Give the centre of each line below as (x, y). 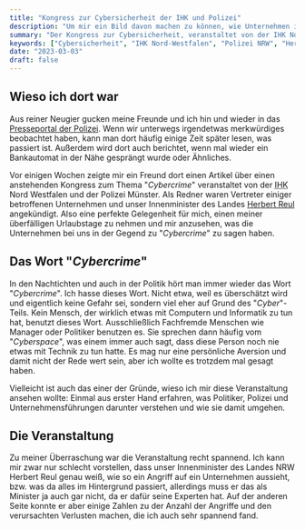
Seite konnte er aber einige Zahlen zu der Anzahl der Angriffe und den (141, 506)
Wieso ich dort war (64, 97)
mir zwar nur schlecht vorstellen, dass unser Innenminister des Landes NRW (152, 467)
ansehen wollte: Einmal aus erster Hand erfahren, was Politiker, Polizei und (149, 397)
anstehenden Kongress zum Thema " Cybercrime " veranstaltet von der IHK (149, 185)
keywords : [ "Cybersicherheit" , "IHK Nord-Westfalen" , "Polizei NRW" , (144, 43)
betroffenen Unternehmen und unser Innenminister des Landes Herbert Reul (152, 204)
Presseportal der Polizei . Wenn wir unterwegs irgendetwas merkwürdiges (147, 128)
